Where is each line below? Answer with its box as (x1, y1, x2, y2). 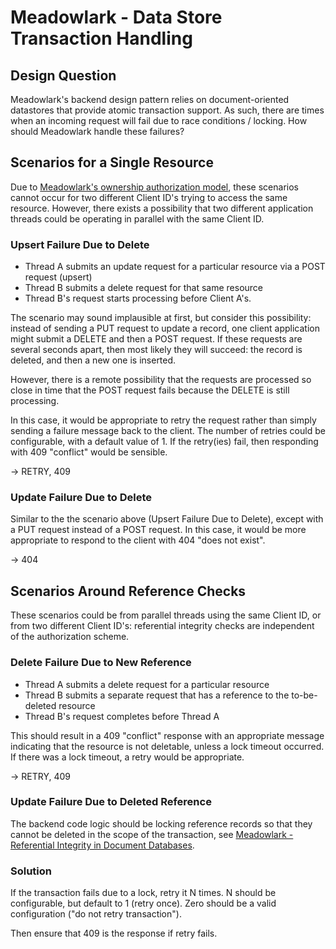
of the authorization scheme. (10, 631, 130, 643)
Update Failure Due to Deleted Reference (10, 795, 212, 809)
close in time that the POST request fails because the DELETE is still (10, 384, 290, 396)
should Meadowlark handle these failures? (10, 126, 185, 137)
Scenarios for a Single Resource (10, 154, 214, 171)
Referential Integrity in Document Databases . (10, 839, 195, 851)
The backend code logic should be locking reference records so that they (10, 817, 313, 830)
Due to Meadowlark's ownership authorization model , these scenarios (10, 181, 299, 193)
